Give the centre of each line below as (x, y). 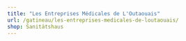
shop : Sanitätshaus (36, 26)
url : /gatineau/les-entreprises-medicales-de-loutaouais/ (93, 20)
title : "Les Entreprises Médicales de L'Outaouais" (84, 14)
